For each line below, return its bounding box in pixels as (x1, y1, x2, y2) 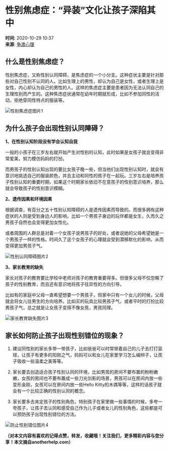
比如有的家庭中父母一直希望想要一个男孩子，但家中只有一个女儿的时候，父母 (5, 291, 164, 298)
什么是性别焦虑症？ (5, 58, 65, 66)
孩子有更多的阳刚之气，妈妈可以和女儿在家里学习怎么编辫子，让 (26, 352, 158, 358)
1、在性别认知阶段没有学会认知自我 (5, 138, 78, 144)
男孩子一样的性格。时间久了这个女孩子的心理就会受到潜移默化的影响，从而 (9, 236, 164, 242)
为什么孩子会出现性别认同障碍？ (5, 124, 105, 133)
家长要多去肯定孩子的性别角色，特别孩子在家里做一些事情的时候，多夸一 (12, 398, 162, 405)
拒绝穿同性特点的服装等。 (14, 97, 67, 103)
